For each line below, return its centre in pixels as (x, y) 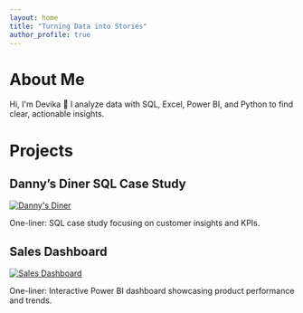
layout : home (34, 18)
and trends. (31, 300)
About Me (47, 79)
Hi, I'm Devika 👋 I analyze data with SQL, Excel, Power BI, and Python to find (151, 104)
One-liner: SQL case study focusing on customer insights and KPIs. (135, 223)
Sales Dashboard (58, 251)
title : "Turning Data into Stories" (78, 26)
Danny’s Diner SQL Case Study (98, 183)
